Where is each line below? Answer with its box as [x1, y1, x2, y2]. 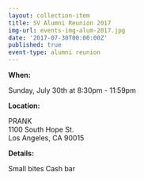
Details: [8, 148, 34, 158]
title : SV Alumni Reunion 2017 [8, 19, 112, 27]
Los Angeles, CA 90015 [8, 133, 85, 143]
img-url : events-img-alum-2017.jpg [8, 26, 126, 34]
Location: [8, 101, 40, 110]
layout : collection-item [8, 11, 90, 20]
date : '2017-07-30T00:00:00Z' [8, 33, 108, 42]
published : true [8, 41, 62, 49]
